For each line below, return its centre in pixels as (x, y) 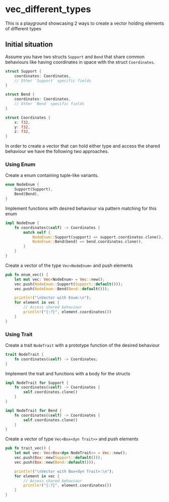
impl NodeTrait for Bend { (34, 410)
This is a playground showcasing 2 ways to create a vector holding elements (85, 23)
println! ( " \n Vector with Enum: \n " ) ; (53, 298)
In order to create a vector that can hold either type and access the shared (83, 146)
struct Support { (23, 71)
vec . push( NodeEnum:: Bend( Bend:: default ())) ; (62, 289)
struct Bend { (20, 94)
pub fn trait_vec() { (28, 448)
